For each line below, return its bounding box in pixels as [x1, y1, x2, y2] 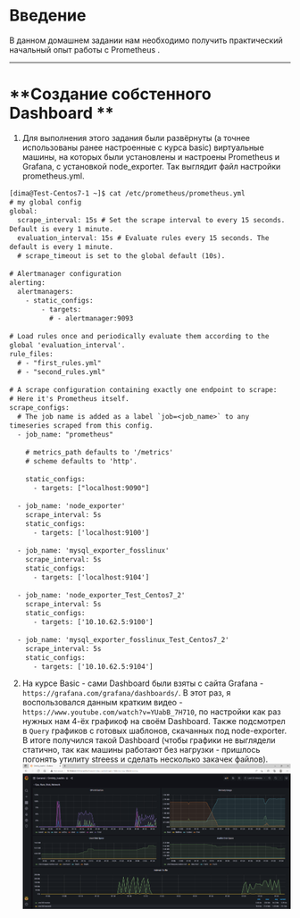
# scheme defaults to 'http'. [25, 456, 138, 465]
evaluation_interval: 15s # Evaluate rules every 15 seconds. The [17, 233, 270, 242]
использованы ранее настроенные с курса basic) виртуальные [21, 142, 265, 153]
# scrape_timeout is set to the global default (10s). [17, 251, 226, 260]
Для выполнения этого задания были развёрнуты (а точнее [21, 132, 250, 143]
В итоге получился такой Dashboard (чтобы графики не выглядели [21, 734, 276, 746]
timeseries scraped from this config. [9, 421, 154, 430]
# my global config [9, 197, 82, 206]
